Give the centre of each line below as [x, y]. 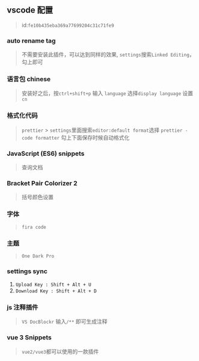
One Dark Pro [38, 256]
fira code [34, 227]
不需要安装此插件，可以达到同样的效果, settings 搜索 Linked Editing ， [108, 55]
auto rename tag [31, 40]
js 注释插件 [23, 307]
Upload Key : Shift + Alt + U [54, 285]
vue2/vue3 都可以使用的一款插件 [60, 351]
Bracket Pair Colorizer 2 [42, 183]
